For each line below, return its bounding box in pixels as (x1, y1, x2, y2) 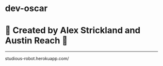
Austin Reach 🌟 (5, 35, 68, 46)
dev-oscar (5, 3, 48, 14)
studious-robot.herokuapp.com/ (5, 56, 69, 62)
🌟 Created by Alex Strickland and (5, 25, 141, 36)
